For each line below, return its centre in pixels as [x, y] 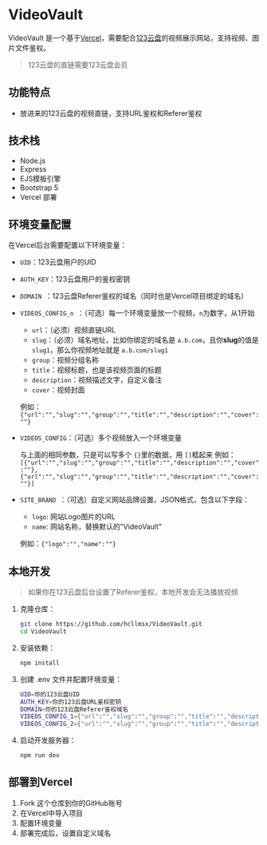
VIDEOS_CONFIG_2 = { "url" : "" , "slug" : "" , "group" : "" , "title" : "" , [124, 724]
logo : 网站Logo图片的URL [73, 517]
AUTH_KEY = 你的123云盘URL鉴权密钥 [71, 702]
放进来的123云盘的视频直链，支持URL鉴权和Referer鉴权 [111, 113]
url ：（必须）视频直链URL [74, 330]
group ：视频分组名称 [65, 360]
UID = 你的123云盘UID [49, 694]
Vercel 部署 [38, 196]
